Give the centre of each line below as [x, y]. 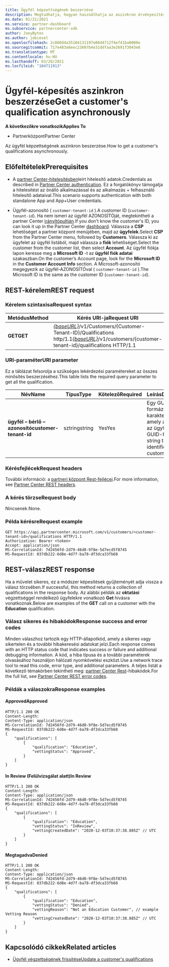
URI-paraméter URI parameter [42, 360]
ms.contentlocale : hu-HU [31, 57]
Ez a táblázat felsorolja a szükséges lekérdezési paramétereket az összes [81, 371]
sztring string [79, 428]
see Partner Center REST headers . [41, 485]
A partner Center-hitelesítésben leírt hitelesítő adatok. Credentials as [82, 179]
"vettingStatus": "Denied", [62, 905]
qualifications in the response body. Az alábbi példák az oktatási [72, 592]
